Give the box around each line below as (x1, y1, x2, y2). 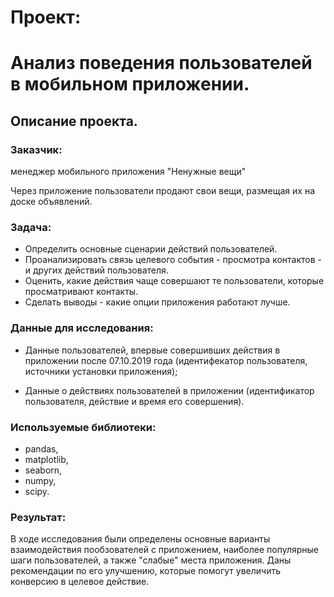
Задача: (10, 220, 52, 234)
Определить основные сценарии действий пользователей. (24, 243, 278, 255)
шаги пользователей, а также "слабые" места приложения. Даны (10, 554, 292, 566)
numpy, (24, 474, 57, 486)
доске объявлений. (10, 196, 93, 208)
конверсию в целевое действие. (10, 576, 150, 588)
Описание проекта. (10, 112, 138, 130)
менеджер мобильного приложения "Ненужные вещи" (10, 166, 247, 178)
